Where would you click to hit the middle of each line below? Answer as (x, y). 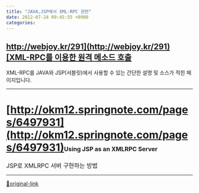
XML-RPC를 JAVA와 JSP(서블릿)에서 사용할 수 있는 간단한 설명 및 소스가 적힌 (96, 73)
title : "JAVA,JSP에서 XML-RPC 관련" (49, 12)
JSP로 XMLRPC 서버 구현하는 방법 (52, 166)
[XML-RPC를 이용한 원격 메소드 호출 (69, 57)
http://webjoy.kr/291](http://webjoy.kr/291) (88, 46)
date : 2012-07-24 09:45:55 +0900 (47, 17)
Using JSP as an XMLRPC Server (111, 149)
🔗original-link (23, 184)
